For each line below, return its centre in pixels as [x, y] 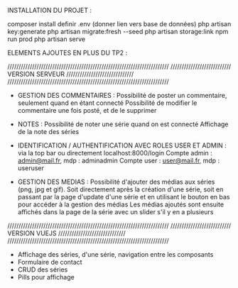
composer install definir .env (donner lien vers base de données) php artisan [119, 24]
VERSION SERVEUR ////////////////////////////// [70, 74]
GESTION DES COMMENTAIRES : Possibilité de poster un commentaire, [122, 95]
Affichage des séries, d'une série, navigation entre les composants [115, 254]
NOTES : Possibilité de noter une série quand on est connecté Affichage [123, 124]
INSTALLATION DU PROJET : [50, 10]
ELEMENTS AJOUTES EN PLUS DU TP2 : [67, 53]
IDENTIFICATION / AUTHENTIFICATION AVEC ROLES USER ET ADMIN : [122, 145]
